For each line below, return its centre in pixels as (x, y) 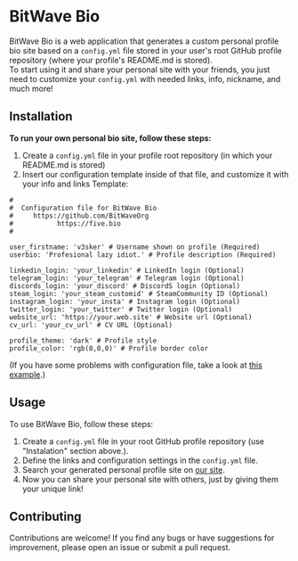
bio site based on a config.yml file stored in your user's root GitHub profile (145, 50)
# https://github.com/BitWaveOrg (79, 216)
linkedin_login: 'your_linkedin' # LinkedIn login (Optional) (127, 270)
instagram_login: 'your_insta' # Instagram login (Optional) (125, 301)
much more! (31, 88)
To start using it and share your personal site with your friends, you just (140, 70)
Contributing (45, 516)
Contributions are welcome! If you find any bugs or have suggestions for (142, 538)
